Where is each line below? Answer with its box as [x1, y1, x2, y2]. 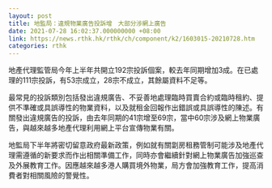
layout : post [8, 11, 53, 20]
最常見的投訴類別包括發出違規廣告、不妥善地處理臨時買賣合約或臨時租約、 [8, 92, 257, 102]
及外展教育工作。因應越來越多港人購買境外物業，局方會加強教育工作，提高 [8, 160, 257, 170]
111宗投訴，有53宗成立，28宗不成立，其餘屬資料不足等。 [22, 75, 212, 85]
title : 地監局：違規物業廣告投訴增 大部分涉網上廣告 [8, 19, 167, 28]
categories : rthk [8, 42, 67, 50]
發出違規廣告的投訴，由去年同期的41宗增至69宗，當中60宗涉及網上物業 [15, 113, 253, 122]
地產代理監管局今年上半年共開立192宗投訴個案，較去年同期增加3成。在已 [8, 66, 252, 75]
